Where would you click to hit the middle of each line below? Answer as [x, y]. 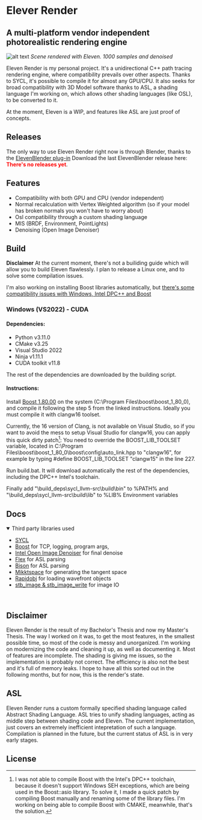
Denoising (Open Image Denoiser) [57, 230]
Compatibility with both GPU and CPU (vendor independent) [89, 198]
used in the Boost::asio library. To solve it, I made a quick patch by [97, 792]
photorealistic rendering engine [67, 42]
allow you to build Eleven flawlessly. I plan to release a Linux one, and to [96, 270]
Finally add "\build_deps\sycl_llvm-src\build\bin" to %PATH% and [87, 489]
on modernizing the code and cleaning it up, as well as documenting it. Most [101, 649]
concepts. [19, 118]
